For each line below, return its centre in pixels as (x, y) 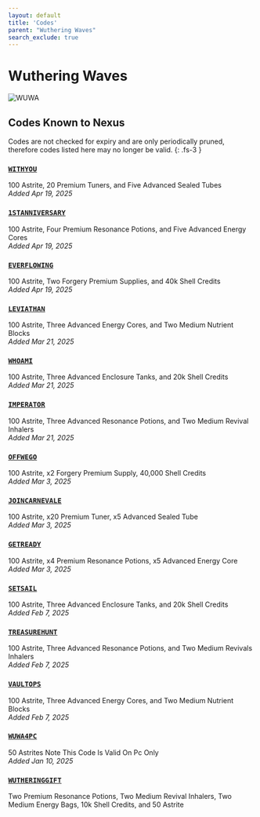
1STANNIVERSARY (37, 213)
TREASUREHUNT (33, 632)
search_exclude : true (43, 37)
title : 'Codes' (33, 23)
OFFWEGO (23, 457)
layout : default (34, 15)
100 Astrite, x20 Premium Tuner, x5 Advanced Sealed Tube (103, 517)
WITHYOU (23, 169)
